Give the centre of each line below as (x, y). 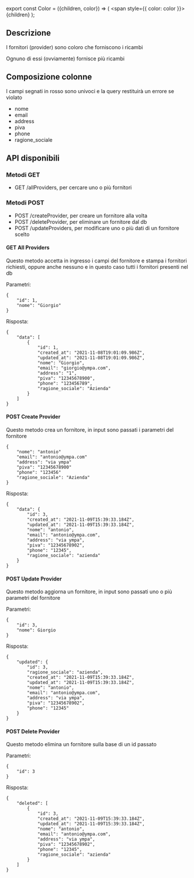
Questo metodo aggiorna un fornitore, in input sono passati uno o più (89, 592)
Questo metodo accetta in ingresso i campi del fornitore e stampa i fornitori (96, 261)
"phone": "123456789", (65, 383)
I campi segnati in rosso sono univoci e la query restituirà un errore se (90, 91)
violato (14, 97)
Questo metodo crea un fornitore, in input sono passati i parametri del (90, 430)
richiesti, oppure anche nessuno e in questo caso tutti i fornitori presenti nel (97, 267)
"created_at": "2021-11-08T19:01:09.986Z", (91, 353)
